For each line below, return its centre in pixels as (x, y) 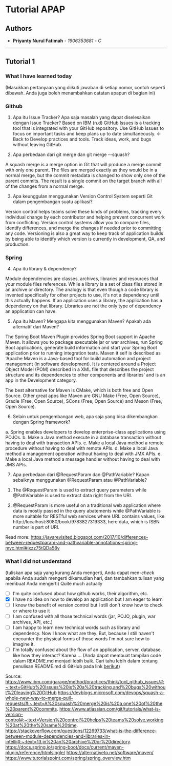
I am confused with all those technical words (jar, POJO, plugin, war (84, 616)
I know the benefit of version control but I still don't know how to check (88, 605)
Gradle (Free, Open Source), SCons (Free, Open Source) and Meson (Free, (84, 401)
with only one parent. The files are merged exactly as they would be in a (81, 170)
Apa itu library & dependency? (45, 269)
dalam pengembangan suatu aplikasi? (53, 202)
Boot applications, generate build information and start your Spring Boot (81, 348)
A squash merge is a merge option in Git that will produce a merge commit (84, 164)
